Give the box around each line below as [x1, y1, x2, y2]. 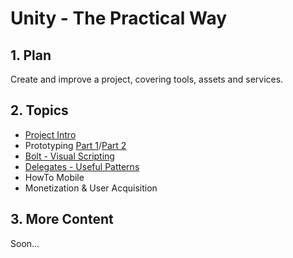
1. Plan [10, 47, 52, 64]
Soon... [10, 237, 40, 249]
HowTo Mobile [24, 171, 85, 183]
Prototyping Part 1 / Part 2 [24, 139, 127, 151]
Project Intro [24, 128, 77, 141]
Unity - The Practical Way [10, 7, 228, 30]
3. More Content [10, 211, 114, 228]
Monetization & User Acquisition [24, 182, 158, 194]
